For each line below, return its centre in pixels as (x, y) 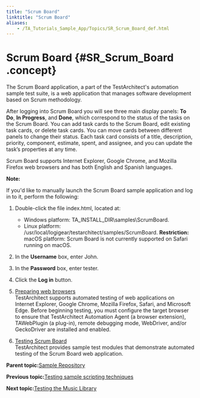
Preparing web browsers (45, 291)
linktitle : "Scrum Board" (38, 17)
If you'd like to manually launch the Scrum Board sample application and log (99, 190)
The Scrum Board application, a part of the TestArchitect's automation (93, 87)
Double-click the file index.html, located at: (68, 208)
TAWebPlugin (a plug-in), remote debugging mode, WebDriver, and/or (101, 323)
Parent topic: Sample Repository (46, 365)
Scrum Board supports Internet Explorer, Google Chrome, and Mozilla (92, 161)
